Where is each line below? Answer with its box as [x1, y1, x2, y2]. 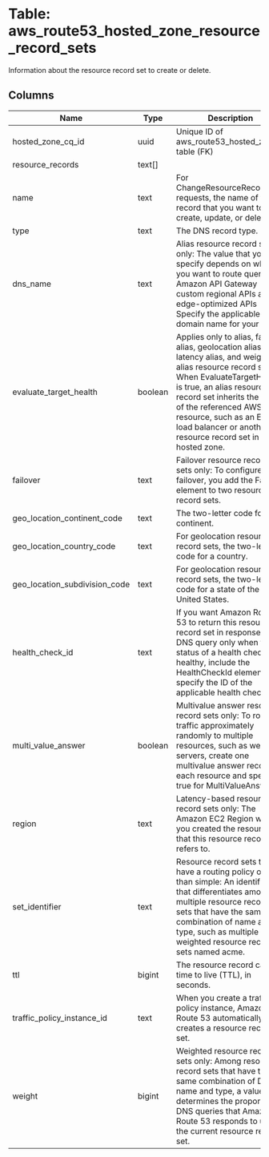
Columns [8, 89, 54, 103]
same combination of [175, 1075, 256, 1086]
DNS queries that [175, 1105, 241, 1116]
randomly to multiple [175, 730, 254, 741]
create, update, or [175, 212, 243, 223]
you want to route [175, 268, 243, 279]
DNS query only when [175, 636, 259, 647]
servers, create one [175, 750, 250, 761]
